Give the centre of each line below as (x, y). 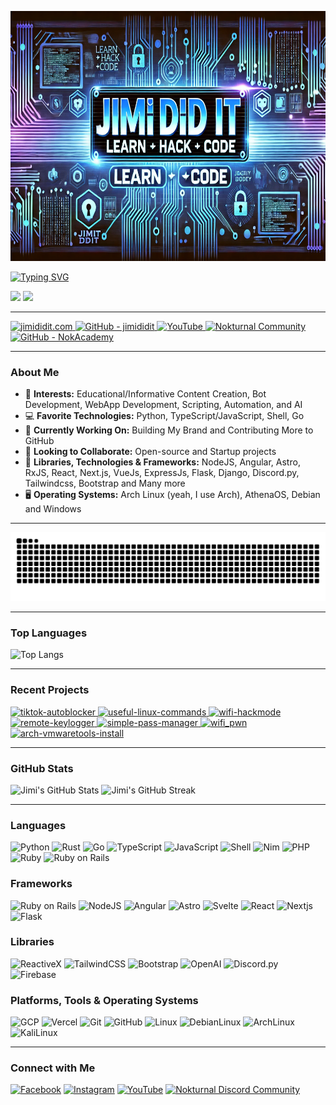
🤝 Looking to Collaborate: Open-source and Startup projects (150, 452)
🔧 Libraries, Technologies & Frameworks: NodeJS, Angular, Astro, (162, 462)
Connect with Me (53, 1068)
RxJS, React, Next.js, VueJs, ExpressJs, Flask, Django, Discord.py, (162, 473)
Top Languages (49, 633)
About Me (35, 372)
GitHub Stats (42, 768)
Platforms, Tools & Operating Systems (104, 1000)
